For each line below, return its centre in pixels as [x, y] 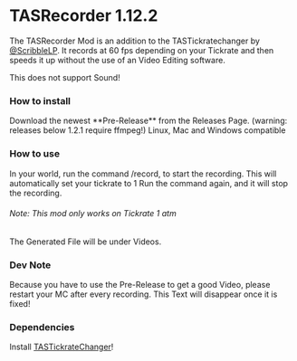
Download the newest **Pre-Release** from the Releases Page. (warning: [148, 121]
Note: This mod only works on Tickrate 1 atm [93, 214]
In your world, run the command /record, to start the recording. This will [143, 174]
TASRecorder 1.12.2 [84, 16]
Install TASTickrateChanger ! [62, 347]
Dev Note [30, 265]
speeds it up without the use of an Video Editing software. [118, 60]
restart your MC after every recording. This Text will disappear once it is [144, 294]
